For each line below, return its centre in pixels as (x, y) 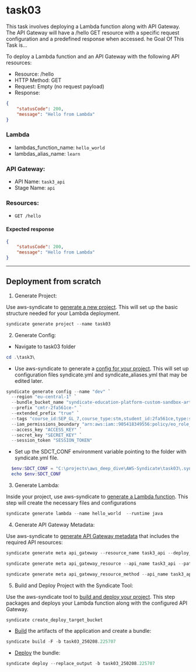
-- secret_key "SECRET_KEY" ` (47, 435)
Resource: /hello (34, 74)
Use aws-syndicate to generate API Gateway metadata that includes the (93, 536)
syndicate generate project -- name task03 (58, 324)
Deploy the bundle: (37, 653)
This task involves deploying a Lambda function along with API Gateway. (93, 26)
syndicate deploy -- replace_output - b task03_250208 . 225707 (81, 664)
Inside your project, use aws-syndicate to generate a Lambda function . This (97, 497)
